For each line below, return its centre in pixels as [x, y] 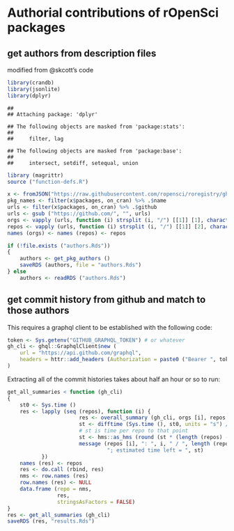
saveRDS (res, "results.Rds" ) [51, 521]
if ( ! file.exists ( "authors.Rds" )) [59, 246]
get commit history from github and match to [107, 300]
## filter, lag [36, 138]
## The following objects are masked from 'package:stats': [96, 127]
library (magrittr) [36, 175]
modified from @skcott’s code [50, 70]
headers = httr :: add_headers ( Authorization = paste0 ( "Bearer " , [118, 360]
